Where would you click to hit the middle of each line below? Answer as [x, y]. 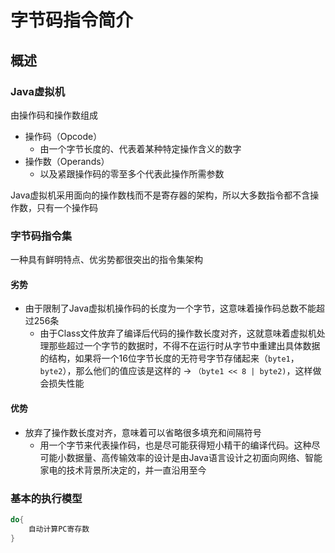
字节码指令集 [41, 236]
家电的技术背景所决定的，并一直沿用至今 [123, 470]
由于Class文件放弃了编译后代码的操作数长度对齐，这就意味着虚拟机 [178, 333]
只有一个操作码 [67, 207]
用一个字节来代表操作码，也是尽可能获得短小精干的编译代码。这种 [175, 445]
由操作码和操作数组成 [54, 115]
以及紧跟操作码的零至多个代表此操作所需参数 [132, 173]
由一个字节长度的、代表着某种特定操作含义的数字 [140, 148]
